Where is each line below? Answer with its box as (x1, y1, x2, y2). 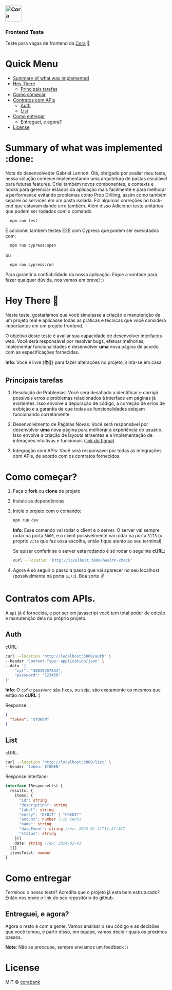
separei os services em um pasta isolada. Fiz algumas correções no (5, 198, 149, 204)
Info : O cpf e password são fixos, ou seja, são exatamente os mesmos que (5, 687, 161, 693)
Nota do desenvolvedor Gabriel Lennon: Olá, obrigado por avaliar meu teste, (5, 170, 167, 177)
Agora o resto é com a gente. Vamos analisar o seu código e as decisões (5, 923, 160, 929)
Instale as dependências (12, 498, 65, 504)
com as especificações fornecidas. (5, 349, 80, 355)
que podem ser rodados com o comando (5, 208, 92, 215)
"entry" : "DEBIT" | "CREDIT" (18, 812, 82, 817)
